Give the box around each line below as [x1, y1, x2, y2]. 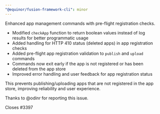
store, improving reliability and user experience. [5, 85, 101, 91]
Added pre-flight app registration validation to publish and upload [12, 50, 143, 56]
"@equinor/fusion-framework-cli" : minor [5, 7, 89, 12]
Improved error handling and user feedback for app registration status [12, 71, 153, 77]
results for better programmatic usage [12, 35, 89, 41]
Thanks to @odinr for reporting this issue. [5, 95, 89, 101]
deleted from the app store [12, 66, 66, 72]
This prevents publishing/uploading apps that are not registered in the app [5, 81, 154, 86]
